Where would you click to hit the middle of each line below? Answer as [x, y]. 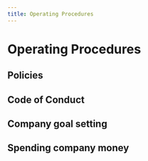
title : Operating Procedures [51, 14]
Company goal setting [58, 124]
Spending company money [68, 148]
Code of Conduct [46, 99]
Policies [26, 76]
